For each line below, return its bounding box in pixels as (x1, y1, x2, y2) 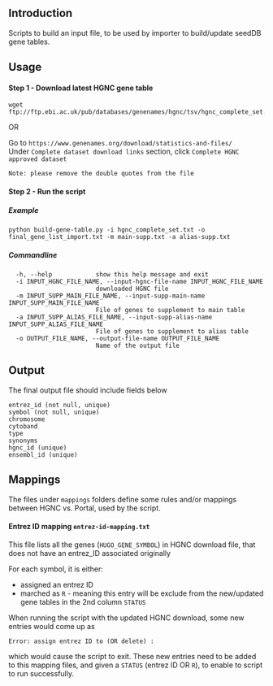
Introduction (8, 7, 73, 20)
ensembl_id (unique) (8, 450, 79, 458)
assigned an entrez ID (19, 580, 93, 589)
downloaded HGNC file (95, 284, 169, 293)
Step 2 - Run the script (8, 187, 86, 196)
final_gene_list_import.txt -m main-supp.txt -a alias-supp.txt (8, 232, 231, 241)
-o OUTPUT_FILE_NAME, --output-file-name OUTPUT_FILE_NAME (15, 334, 220, 342)
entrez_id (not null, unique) (8, 401, 111, 409)
